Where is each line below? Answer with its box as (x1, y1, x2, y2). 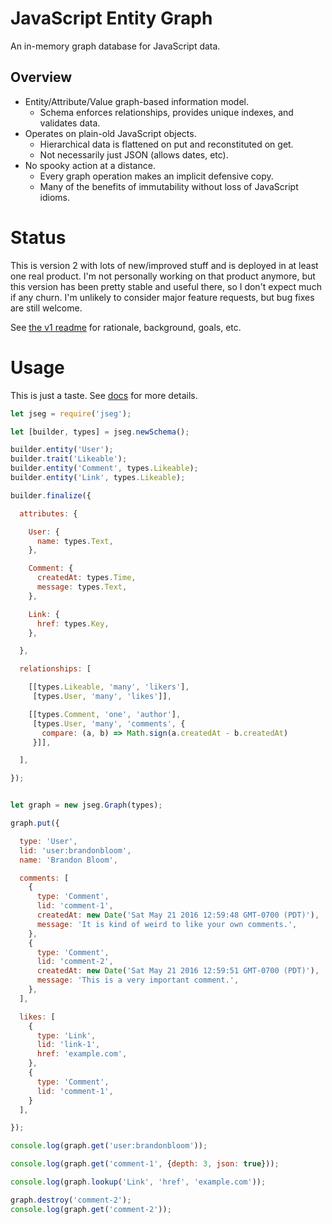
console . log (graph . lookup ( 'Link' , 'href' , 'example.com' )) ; (10, 1177, 267, 1187)
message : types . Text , (36, 582, 128, 592)
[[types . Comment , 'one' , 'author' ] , (28, 709, 182, 719)
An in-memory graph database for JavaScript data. (10, 40, 221, 52)
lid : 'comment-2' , (36, 957, 114, 967)
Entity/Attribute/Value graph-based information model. (24, 95, 249, 107)
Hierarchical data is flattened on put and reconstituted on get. (39, 138, 294, 150)
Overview (10, 69, 73, 86)
